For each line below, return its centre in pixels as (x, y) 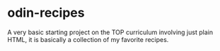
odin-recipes (46, 13)
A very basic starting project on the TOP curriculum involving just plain (110, 32)
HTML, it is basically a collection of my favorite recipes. (88, 39)
